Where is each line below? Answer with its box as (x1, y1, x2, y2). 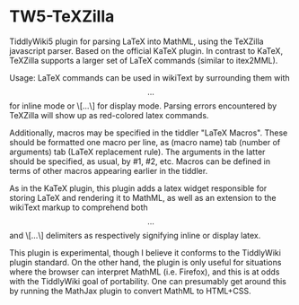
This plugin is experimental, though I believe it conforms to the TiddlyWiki (9, 247, 281, 257)
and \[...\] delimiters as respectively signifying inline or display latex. (9, 230, 261, 240)
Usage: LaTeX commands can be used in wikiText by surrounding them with (9, 72, 290, 83)
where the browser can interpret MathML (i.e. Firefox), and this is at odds (9, 266, 280, 277)
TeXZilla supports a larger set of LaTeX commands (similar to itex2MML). (9, 55, 278, 65)
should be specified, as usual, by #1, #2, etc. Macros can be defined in (9, 155, 271, 167)
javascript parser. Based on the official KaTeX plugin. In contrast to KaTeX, (9, 45, 284, 56)
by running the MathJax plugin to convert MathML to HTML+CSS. (9, 285, 251, 296)
